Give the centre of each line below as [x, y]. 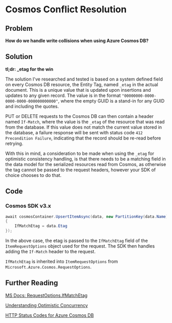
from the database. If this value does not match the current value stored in [84, 127]
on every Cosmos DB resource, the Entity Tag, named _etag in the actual [82, 84]
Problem [19, 28]
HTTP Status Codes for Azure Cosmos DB [50, 315]
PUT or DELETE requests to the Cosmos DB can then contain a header [79, 116]
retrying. [14, 143]
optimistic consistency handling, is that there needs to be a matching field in [85, 159]
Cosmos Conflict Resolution [66, 9]
